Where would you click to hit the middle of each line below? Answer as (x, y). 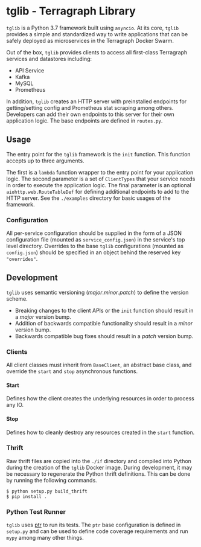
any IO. (15, 405)
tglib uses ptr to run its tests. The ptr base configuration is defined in (94, 525)
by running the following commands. (52, 480)
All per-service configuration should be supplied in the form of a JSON (94, 233)
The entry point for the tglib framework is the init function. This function (99, 154)
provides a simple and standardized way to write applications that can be (97, 34)
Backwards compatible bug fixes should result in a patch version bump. (104, 336)
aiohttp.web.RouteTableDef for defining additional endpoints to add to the (98, 191)
